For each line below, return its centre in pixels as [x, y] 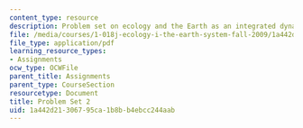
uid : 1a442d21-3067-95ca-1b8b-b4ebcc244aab [92, 110]
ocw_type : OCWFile [44, 69]
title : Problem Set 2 [50, 101]
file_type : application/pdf [62, 43]
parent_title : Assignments [60, 77]
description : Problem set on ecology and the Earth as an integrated [143, 26]
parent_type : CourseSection [62, 85]
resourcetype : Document [54, 93]
